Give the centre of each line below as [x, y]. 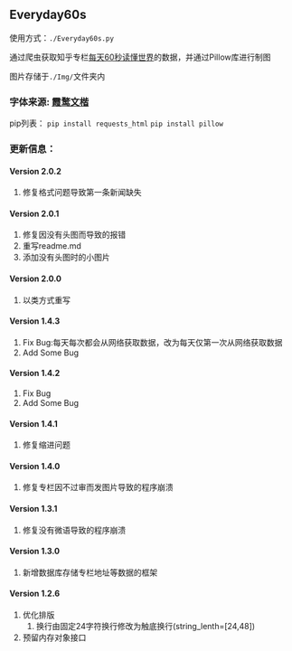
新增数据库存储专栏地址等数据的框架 [90, 572]
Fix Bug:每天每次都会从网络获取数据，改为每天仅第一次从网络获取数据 [152, 342]
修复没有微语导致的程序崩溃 [74, 530]
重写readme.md [52, 246]
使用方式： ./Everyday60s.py [62, 38]
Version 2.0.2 [35, 171]
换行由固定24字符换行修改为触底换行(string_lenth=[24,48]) [146, 627]
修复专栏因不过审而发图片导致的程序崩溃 [98, 487]
